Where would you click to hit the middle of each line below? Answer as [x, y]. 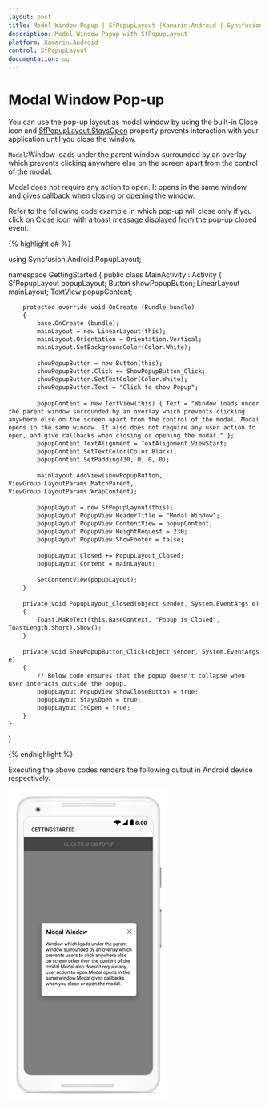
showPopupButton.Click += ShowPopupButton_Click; [121, 371]
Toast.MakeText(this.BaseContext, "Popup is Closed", [128, 620]
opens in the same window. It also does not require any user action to [132, 427]
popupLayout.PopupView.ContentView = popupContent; [125, 523]
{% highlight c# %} [40, 244]
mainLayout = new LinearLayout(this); [102, 331]
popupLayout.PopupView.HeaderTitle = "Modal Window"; [128, 515]
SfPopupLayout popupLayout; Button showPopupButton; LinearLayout [124, 283]
